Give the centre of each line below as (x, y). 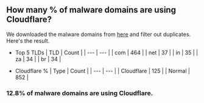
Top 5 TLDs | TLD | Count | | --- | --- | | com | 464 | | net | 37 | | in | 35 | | (107, 52)
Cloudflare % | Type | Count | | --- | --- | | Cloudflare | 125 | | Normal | (103, 71)
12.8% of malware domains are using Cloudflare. (80, 93)
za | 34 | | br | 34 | (38, 59)
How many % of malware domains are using (91, 10)
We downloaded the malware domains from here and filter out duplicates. (99, 34)
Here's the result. (28, 41)
